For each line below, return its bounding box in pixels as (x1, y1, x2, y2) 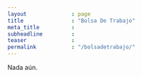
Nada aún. (7, 63, 38, 71)
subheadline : (7, 30, 75, 38)
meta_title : (7, 24, 75, 31)
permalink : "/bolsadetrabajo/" (7, 43, 136, 51)
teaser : (7, 37, 75, 44)
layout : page (7, 10, 91, 18)
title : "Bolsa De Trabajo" (7, 17, 136, 24)
